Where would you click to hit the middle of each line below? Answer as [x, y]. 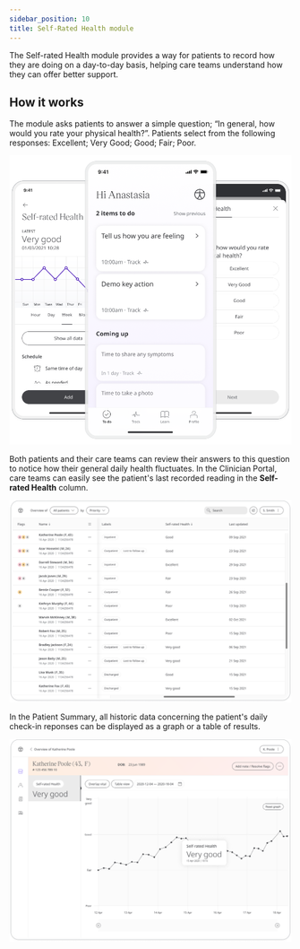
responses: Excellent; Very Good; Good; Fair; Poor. [103, 143]
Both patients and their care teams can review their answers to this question [150, 458]
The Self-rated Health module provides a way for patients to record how [142, 55]
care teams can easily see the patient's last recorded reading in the [133, 478]
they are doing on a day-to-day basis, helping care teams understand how [146, 65]
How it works [47, 102]
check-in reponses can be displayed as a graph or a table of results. [135, 727]
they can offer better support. [64, 74]
